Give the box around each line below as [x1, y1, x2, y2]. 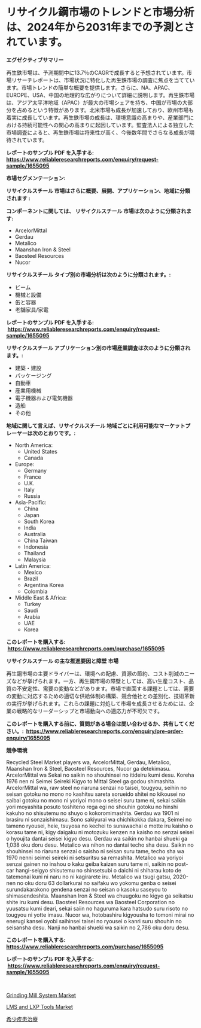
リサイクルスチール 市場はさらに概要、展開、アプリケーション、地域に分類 [6, 187, 190, 194]
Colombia [23, 588, 48, 595]
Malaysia [23, 556, 46, 563]
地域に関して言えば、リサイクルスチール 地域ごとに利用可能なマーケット [6, 422, 185, 429]
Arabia [23, 613, 41, 620]
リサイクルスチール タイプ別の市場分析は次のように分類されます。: [6, 270, 171, 278]
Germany [23, 467, 47, 474]
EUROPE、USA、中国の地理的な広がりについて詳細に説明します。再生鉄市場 [6, 91, 195, 99]
